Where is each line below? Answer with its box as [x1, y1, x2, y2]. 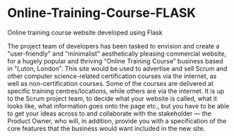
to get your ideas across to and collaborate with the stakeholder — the [7, 109, 212, 118]
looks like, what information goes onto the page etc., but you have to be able [7, 101, 230, 110]
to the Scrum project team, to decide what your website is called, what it [7, 94, 218, 103]
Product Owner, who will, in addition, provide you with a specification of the [7, 116, 227, 125]
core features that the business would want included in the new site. [7, 124, 206, 132]
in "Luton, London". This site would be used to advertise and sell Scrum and [7, 64, 228, 73]
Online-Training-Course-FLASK [7, 5, 196, 21]
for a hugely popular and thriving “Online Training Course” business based [7, 56, 223, 65]
